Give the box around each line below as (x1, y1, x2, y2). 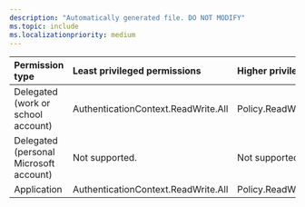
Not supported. (72, 152, 138, 164)
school (14, 108, 44, 121)
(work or (14, 97, 51, 110)
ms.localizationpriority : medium (9, 30, 136, 39)
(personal (14, 146, 55, 159)
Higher (237, 64, 268, 77)
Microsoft (14, 157, 55, 170)
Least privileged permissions (72, 64, 202, 77)
